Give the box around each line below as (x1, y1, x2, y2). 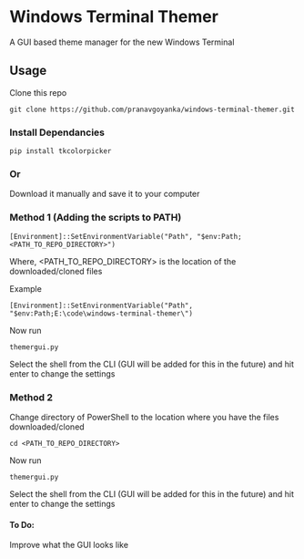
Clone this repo (9, 87, 67, 98)
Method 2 (9, 390, 53, 403)
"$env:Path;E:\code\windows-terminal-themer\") (9, 308, 194, 318)
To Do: (9, 519, 35, 530)
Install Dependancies (9, 126, 106, 139)
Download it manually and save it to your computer (9, 189, 200, 200)
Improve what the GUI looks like (9, 540, 129, 551)
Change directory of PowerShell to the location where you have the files (9, 411, 279, 422)
